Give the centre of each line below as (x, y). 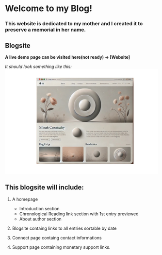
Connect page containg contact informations (57, 238)
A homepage (25, 199)
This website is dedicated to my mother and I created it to (74, 24)
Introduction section (39, 208)
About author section (40, 219)
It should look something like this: (38, 67)
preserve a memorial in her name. (46, 30)
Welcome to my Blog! (49, 8)
